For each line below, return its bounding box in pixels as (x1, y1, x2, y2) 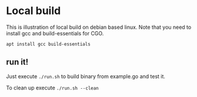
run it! (6, 57, 29, 67)
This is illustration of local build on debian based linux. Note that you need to (6, 24, 192, 31)
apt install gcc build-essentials (6, 41, 91, 47)
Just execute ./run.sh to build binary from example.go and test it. (6, 72, 166, 80)
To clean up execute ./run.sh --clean (6, 84, 99, 91)
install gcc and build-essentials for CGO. (6, 29, 104, 36)
